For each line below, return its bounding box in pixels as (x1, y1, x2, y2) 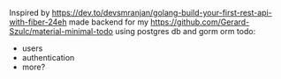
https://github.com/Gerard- (149, 17, 250, 27)
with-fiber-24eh (9, 17, 67, 27)
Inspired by (9, 8, 50, 18)
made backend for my (68, 17, 148, 27)
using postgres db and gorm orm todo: (114, 26, 256, 36)
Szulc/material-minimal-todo (9, 26, 113, 36)
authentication (21, 53, 75, 62)
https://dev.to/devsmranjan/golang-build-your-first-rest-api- (51, 8, 272, 18)
